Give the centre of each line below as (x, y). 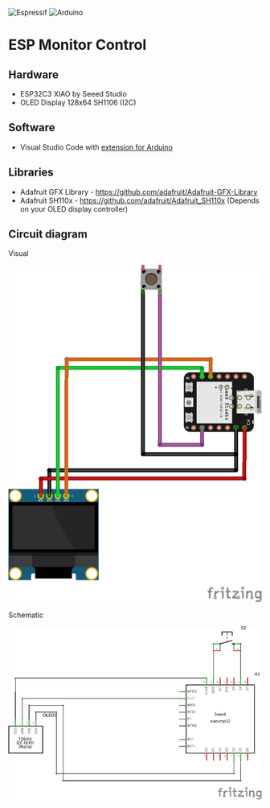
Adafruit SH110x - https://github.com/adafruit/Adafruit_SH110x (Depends (139, 200)
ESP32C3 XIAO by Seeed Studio (73, 94)
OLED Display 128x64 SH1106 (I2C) (78, 102)
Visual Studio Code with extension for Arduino (96, 147)
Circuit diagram (48, 235)
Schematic (26, 615)
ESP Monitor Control (78, 45)
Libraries (31, 173)
